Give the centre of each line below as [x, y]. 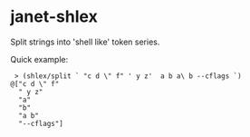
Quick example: [39, 59]
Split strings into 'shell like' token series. [85, 42]
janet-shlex [54, 17]
